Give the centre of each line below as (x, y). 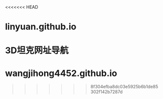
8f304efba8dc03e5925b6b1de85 (124, 87)
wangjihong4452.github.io (61, 73)
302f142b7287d (107, 92)
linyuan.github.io (41, 27)
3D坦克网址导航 (37, 50)
